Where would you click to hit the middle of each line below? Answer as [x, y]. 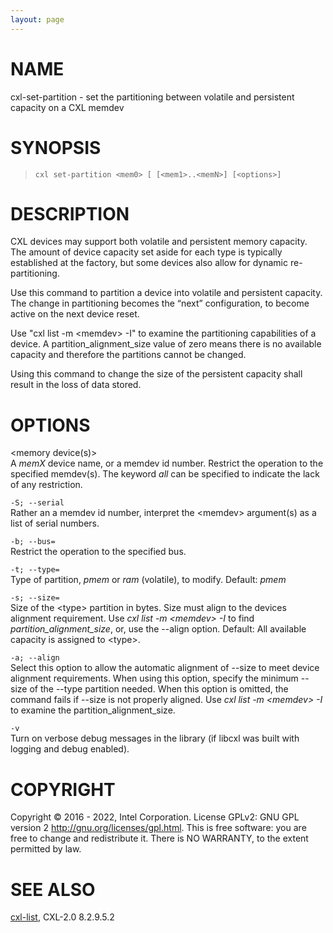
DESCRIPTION [70, 213]
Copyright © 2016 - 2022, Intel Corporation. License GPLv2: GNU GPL [155, 817]
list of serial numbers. [55, 523]
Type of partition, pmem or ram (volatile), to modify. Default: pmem [148, 580]
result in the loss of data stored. [76, 385]
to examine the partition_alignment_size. [93, 710]
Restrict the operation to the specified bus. [98, 552]
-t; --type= [35, 570]
